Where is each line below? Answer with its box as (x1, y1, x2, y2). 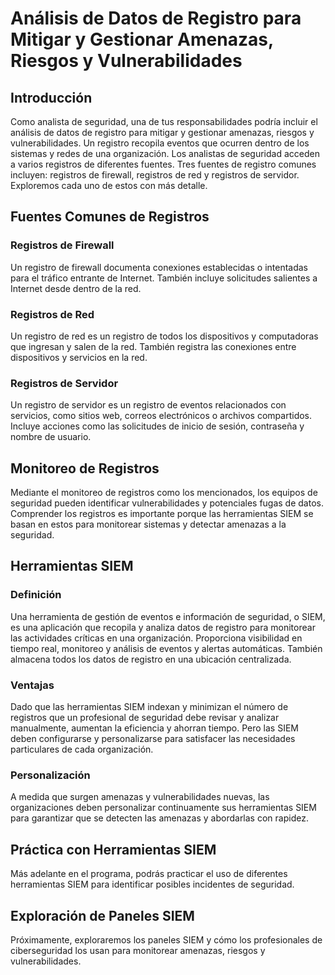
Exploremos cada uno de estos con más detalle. (10, 180, 208, 191)
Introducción (10, 89, 93, 106)
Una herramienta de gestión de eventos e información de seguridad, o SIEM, (10, 610, 326, 622)
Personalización (10, 768, 91, 782)
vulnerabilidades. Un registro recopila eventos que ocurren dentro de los (10, 137, 310, 149)
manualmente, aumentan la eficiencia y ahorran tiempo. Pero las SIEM (10, 722, 299, 734)
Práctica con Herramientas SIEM (10, 841, 217, 858)
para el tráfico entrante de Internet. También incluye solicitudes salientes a (10, 272, 318, 284)
